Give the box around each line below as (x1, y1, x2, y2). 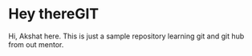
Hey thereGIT (8, 5, 99, 23)
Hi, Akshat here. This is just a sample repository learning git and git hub (8, 31, 245, 41)
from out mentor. (8, 39, 64, 49)
